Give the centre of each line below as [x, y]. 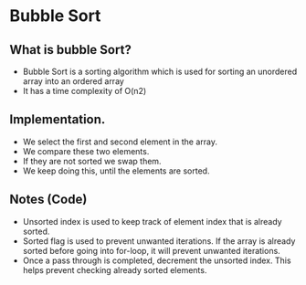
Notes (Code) [48, 200]
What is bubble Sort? [71, 50]
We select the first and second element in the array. [120, 142]
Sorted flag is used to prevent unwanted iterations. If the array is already [159, 241]
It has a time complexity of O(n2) [84, 91]
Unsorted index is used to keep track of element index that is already [152, 221]
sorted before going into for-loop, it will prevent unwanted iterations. [151, 250]
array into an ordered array [74, 81]
